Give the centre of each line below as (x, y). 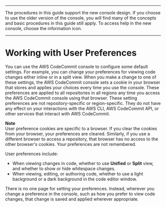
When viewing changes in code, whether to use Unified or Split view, (83, 163)
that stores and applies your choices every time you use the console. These (82, 87)
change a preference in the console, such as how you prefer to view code (80, 194)
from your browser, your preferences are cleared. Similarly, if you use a (78, 134)
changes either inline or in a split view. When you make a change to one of (81, 77)
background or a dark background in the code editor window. (75, 179)
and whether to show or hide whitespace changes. (64, 169)
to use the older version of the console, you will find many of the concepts (81, 18)
